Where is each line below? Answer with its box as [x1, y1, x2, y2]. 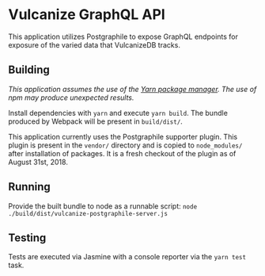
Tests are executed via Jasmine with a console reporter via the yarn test [8, 252, 247, 262]
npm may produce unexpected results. [8, 93, 134, 102]
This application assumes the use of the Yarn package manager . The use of [8, 84, 257, 94]
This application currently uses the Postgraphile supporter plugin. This [8, 132, 238, 141]
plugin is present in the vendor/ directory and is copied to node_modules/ [8, 140, 243, 150]
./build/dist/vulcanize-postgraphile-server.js [8, 209, 168, 217]
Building [8, 63, 50, 77]
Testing [8, 231, 47, 244]
